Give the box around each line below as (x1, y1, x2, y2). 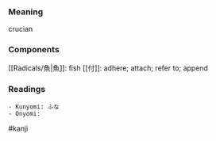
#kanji (8, 124, 29, 133)
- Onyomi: (8, 109, 41, 117)
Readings (8, 83, 46, 94)
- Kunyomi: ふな (8, 102, 60, 111)
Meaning (8, 6, 44, 17)
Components (8, 44, 60, 55)
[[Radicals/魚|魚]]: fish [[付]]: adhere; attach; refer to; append (8, 63, 209, 73)
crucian (8, 25, 33, 34)
